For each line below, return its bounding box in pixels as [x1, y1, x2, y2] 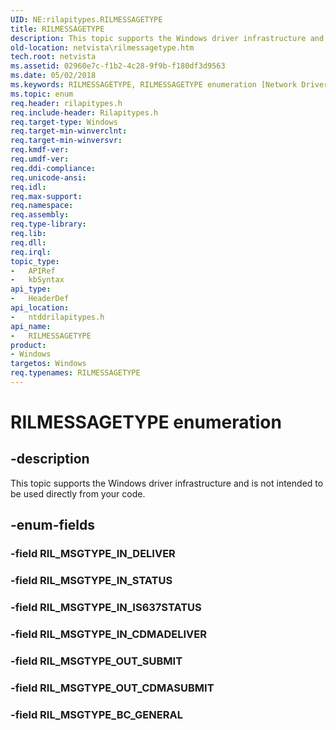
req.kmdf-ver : [10, 145, 70, 155]
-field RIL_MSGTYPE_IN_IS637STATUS [10, 601, 202, 615]
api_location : [10, 303, 70, 313]
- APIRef [10, 266, 56, 276]
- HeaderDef [10, 294, 70, 304]
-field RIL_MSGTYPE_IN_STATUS [10, 574, 173, 588]
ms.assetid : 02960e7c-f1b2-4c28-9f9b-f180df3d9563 [10, 61, 226, 71]
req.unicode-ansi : [10, 172, 87, 183]
